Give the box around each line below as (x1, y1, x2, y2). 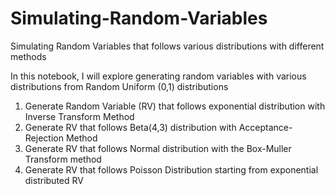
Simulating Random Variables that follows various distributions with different (10, 40, 325, 52)
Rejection (24, 132, 64, 144)
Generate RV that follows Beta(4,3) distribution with (24, 121, 237, 133)
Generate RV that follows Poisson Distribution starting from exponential (24, 163, 319, 176)
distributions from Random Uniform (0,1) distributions (10, 80, 229, 92)
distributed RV (24, 174, 84, 186)
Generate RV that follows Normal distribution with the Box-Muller (24, 142, 292, 154)
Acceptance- (238, 121, 293, 133)
